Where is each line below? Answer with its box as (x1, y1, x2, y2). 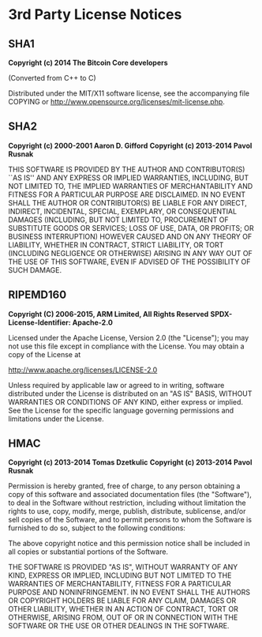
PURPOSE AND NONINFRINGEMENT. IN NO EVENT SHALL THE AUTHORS (8, 587, 251, 597)
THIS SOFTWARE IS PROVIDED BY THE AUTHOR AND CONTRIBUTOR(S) (8, 164, 245, 174)
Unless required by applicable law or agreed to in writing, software (8, 380, 225, 390)
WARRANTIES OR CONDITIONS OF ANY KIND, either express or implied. (8, 397, 243, 406)
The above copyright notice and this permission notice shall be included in (8, 539, 250, 548)
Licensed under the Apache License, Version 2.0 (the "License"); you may (8, 333, 249, 342)
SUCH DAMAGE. (8, 265, 62, 274)
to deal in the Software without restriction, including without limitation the (8, 498, 246, 507)
